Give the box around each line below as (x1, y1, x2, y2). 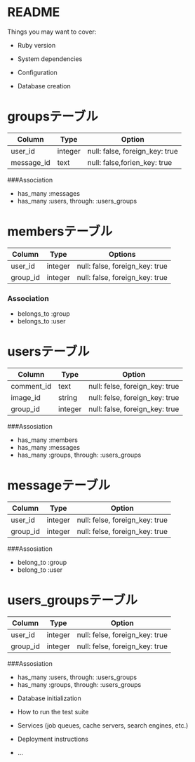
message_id (11, 157, 51, 167)
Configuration (17, 68, 58, 76)
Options (108, 249, 136, 259)
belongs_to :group (17, 309, 70, 318)
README (7, 4, 60, 20)
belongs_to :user (17, 317, 66, 326)
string (58, 393, 78, 403)
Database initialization (17, 694, 82, 702)
